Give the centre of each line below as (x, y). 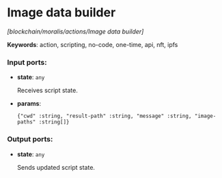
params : (29, 104)
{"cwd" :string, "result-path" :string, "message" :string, (104, 116)
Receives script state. (47, 91)
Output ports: (30, 139)
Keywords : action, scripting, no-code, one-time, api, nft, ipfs (93, 44)
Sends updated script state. (56, 167)
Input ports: (27, 62)
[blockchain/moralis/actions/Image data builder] (75, 31)
